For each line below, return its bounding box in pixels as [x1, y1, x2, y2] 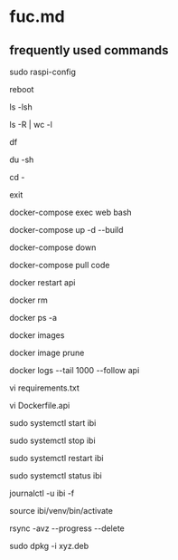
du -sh [9, 154, 34, 165]
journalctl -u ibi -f [9, 488, 75, 498]
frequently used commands [9, 43, 169, 58]
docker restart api [9, 277, 76, 287]
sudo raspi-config [9, 66, 77, 77]
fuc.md [9, 6, 65, 27]
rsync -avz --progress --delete [9, 523, 125, 534]
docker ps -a [9, 313, 57, 323]
